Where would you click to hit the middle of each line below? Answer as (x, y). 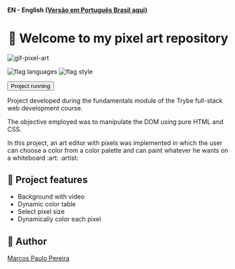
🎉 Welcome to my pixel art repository (118, 38)
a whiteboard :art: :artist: (43, 158)
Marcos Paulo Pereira (38, 258)
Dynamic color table (46, 204)
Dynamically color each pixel (59, 219)
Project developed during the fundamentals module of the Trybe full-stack (115, 100)
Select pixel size (41, 212)
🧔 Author (27, 241)
